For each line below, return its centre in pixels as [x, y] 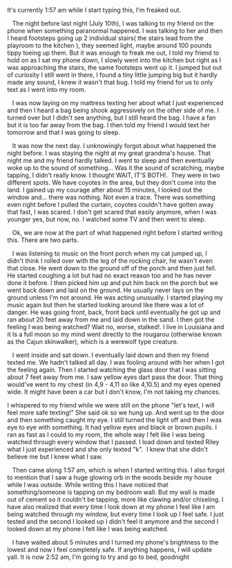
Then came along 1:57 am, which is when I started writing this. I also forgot [118, 470]
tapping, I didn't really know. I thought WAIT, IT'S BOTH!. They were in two [114, 175]
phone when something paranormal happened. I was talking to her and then [115, 31]
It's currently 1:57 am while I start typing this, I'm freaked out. [94, 10]
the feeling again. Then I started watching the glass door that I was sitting [112, 370]
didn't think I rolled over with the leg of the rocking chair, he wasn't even [110, 261]
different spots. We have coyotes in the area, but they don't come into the [112, 182]
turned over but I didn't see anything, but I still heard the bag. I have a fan [112, 118]
